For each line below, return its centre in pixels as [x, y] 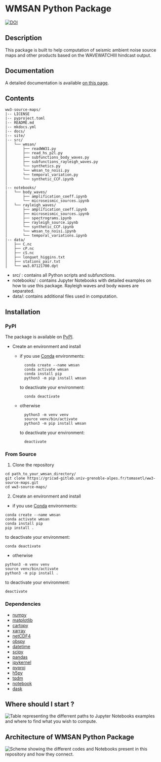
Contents [20, 98]
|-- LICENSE [17, 114]
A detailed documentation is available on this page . [57, 83]
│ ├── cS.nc [20, 253]
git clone [15, 478]
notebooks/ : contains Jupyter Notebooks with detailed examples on [82, 280]
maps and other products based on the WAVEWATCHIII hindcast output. [78, 55]
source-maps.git [22, 483]
